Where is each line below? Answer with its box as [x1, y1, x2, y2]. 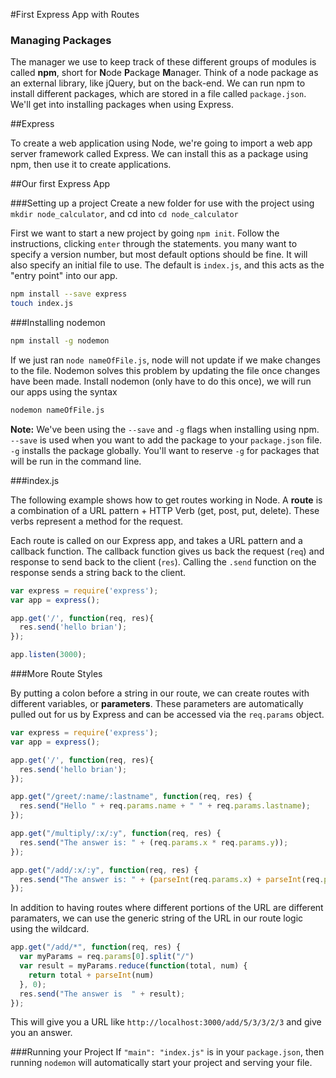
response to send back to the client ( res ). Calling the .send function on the [10, 555, 317, 568]
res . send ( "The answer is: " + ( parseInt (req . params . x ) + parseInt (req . [19, 874, 325, 884]
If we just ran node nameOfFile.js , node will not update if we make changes [10, 354, 321, 366]
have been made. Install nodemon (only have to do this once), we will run [10, 375, 312, 387]
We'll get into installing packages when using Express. [10, 99, 234, 111]
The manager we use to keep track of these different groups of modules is [10, 56, 317, 68]
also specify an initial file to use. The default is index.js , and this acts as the [10, 259, 325, 271]
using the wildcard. [10, 923, 90, 935]
